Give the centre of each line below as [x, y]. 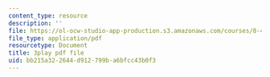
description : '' [35, 23]
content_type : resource [48, 16]
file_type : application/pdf [55, 38]
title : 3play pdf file [46, 53]
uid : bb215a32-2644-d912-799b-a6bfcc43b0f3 [82, 61]
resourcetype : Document [48, 46]
